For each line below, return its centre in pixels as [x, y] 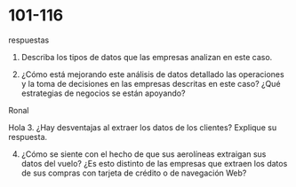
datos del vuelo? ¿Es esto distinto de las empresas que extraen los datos [154, 163]
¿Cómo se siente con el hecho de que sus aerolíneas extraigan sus [144, 154]
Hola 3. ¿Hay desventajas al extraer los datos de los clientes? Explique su [143, 127]
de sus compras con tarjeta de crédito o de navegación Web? [134, 173]
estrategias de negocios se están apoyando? [103, 93]
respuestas [29, 40]
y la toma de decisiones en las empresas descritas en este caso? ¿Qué [151, 83]
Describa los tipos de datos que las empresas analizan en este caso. [147, 57]
